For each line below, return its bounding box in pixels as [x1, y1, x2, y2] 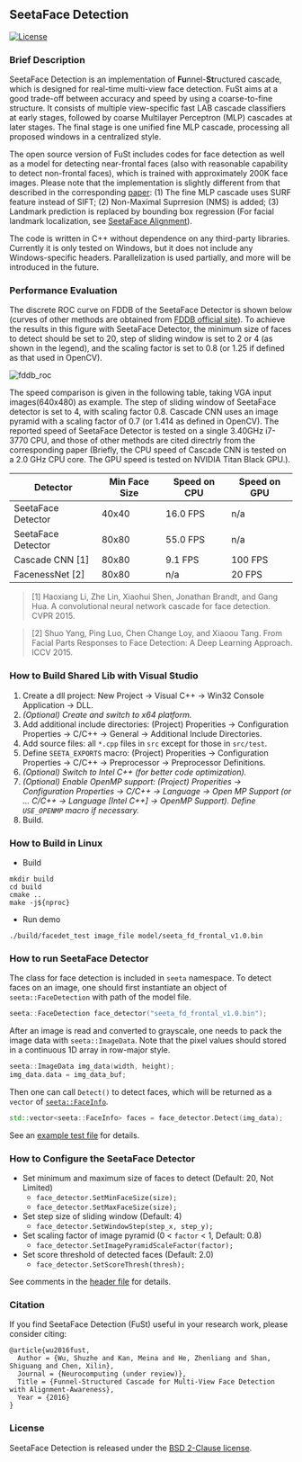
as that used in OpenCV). [9, 353, 103, 363]
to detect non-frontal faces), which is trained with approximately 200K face [9, 168, 289, 179]
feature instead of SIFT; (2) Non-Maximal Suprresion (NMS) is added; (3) [9, 197, 280, 208]
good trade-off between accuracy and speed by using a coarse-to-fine [9, 94, 273, 104]
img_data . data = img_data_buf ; [9, 1071, 127, 1080]
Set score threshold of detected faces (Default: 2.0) [22, 1250, 214, 1260]
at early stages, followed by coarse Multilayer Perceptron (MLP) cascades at [9, 112, 293, 123]
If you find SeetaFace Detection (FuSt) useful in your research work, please [9, 1319, 289, 1330]
